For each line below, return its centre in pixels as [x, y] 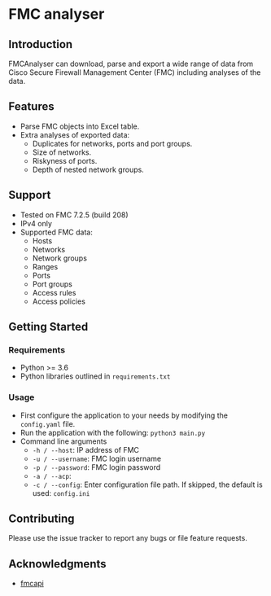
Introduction [41, 44]
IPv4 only [36, 223]
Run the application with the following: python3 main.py [113, 432]
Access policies [59, 301]
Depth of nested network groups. [88, 169]
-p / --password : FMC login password [96, 467]
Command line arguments [63, 441]
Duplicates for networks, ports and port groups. [112, 143]
